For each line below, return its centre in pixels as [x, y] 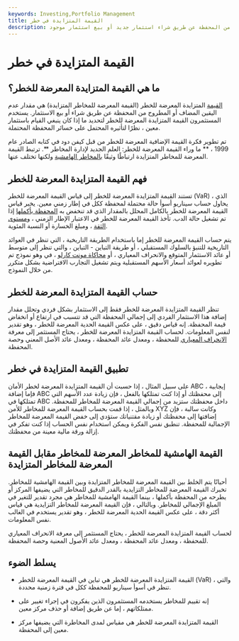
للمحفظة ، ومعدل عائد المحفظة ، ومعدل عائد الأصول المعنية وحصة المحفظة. [108, 540]
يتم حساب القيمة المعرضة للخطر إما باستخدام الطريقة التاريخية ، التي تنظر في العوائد [120, 240]
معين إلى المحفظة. [44, 630]
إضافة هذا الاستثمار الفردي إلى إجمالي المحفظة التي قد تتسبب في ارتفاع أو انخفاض [117, 317]
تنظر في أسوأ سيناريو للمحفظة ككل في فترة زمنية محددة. [95, 587]
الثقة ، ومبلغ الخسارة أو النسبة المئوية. [58, 226]
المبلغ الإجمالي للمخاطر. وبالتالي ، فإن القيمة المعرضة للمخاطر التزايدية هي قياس [115, 504]
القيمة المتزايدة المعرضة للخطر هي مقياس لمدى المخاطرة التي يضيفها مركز [118, 622]
